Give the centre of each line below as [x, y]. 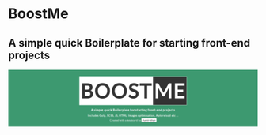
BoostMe [38, 14]
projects [29, 55]
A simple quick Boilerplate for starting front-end [129, 43]
